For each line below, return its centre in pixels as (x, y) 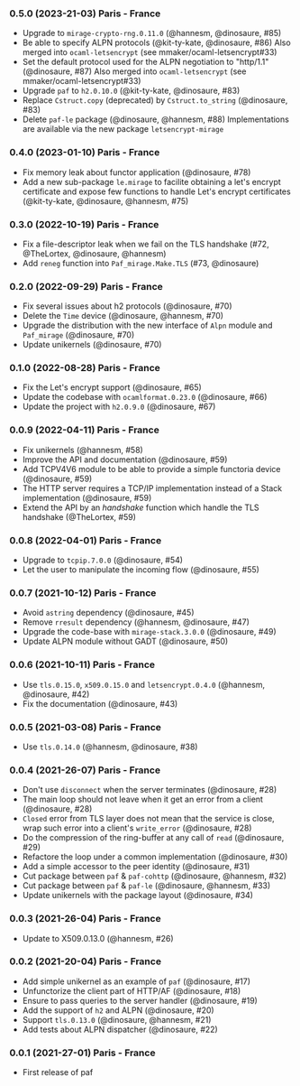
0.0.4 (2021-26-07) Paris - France (85, 770)
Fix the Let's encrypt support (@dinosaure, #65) (112, 387)
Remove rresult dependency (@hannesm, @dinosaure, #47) (136, 622)
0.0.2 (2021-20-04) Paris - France (86, 961)
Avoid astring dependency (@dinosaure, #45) (109, 613)
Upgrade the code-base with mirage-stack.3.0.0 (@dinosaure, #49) (149, 632)
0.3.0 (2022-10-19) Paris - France (84, 224)
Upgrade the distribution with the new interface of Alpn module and (147, 325)
